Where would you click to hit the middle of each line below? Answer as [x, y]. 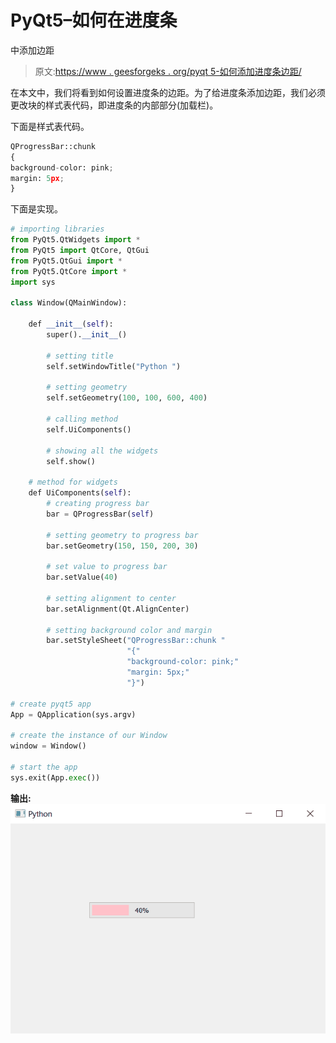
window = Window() [48, 746]
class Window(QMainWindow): [69, 303]
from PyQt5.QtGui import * [66, 261]
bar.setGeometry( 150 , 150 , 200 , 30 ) [122, 546]
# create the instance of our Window [89, 736]
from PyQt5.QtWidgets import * [75, 240]
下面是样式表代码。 [50, 126]
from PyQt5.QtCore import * [69, 271]
